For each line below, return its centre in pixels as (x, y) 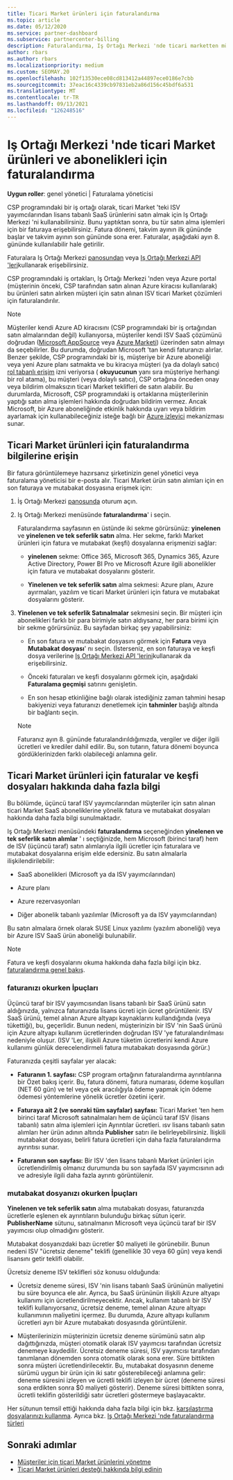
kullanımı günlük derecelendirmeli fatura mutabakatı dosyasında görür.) (109, 1047)
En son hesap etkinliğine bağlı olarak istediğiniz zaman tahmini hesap (126, 697)
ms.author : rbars (32, 59)
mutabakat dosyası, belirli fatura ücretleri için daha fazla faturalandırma (119, 1140)
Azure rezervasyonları (49, 901)
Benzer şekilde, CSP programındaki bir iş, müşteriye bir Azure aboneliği (109, 357)
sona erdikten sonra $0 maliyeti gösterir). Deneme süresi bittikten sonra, (120, 1388)
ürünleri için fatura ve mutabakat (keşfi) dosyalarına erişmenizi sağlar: (117, 543)
